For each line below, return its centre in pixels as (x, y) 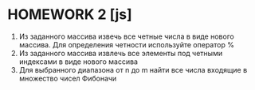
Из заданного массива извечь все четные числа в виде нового (126, 36)
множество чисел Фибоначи (68, 78)
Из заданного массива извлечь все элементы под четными (121, 53)
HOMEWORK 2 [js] (70, 15)
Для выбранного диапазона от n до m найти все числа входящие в (133, 69)
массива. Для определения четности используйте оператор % (126, 44)
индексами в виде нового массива (78, 62)
